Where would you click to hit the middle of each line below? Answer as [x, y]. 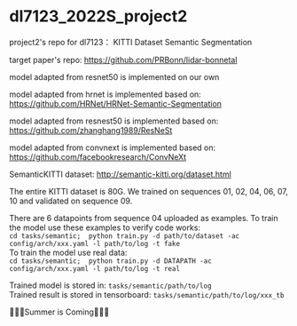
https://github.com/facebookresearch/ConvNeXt [98, 156]
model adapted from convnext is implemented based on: [113, 147]
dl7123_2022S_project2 [98, 16]
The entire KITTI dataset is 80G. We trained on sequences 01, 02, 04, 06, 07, [148, 191]
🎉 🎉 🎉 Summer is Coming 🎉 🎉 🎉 [59, 312]
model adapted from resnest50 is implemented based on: [114, 121]
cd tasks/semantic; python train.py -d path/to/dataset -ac [125, 236]
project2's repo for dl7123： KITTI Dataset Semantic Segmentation [131, 42]
